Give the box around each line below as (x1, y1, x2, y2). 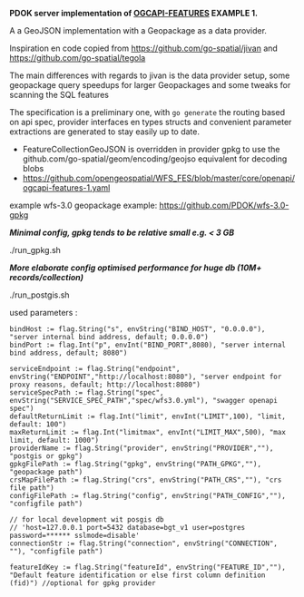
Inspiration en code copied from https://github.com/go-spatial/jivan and (9, 43, 279, 54)
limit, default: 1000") (9, 436, 100, 445)
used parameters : (9, 308, 78, 318)
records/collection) (9, 272, 84, 282)
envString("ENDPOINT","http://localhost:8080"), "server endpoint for (9, 372, 282, 381)
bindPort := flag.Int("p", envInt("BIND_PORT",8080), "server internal (9, 340, 286, 349)
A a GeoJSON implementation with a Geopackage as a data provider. (9, 25, 268, 35)
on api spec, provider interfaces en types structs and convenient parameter (9, 117, 292, 127)
